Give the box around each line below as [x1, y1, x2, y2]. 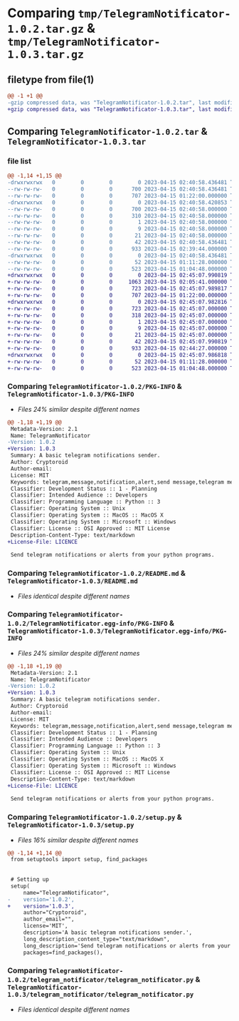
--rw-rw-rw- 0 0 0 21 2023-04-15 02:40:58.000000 [7, 232, 228, 240]
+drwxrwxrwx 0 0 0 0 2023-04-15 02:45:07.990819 [7, 272, 228, 279]
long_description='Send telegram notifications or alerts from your [23, 942, 231, 950]
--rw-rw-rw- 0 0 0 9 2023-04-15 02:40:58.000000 [7, 225, 228, 233]
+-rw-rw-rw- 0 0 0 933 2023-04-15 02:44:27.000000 [7, 345, 228, 352]
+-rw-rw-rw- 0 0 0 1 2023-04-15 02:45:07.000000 [7, 318, 228, 325]
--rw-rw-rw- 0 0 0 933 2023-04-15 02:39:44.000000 [7, 245, 228, 253]
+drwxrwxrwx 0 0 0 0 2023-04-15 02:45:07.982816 [7, 298, 228, 305]
